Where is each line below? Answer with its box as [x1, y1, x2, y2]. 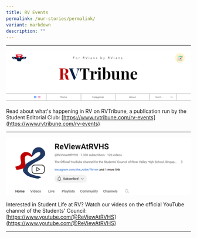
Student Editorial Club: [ [6, 113, 64, 120]
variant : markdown [6, 22, 51, 28]
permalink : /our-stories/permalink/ [6, 15, 96, 22]
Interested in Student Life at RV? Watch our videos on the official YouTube [6, 200, 185, 208]
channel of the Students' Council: [6, 207, 87, 214]
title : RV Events [6, 9, 49, 15]
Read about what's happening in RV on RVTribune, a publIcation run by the [6, 108, 186, 115]
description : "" [6, 28, 46, 34]
